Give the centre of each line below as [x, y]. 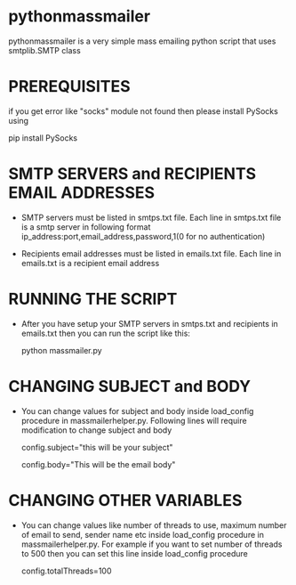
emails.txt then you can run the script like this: [105, 333]
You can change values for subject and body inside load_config [137, 410]
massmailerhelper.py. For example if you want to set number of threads [152, 544]
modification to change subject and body [96, 430]
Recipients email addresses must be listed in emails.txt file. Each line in [151, 253]
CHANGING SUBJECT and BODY [130, 386]
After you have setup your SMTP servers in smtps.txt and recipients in [150, 323]
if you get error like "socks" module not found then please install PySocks [144, 111]
